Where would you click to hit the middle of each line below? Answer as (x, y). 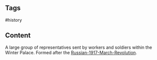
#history (14, 20)
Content (18, 36)
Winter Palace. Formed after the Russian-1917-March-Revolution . (71, 52)
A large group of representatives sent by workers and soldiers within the (78, 47)
